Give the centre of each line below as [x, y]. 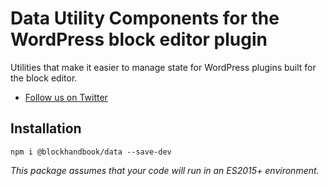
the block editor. [44, 78]
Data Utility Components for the [145, 18]
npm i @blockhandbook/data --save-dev [91, 152]
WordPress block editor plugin [139, 39]
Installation [46, 128]
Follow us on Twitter [66, 97]
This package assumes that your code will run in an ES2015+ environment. [165, 170]
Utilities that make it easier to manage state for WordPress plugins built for [163, 67]
